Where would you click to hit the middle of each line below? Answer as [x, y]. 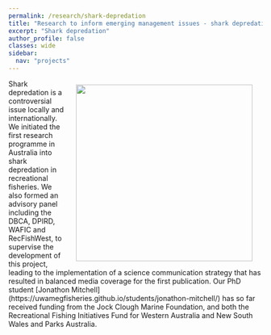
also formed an [33, 195]
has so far [238, 298]
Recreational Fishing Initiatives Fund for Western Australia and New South [131, 315]
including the [30, 212]
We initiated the [34, 127]
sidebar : [23, 53]
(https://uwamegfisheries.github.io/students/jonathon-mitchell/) [115, 298]
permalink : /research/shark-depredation [77, 16]
